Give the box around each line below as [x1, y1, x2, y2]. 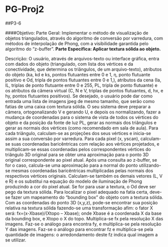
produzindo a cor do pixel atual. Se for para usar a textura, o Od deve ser [5, 183, 156, 189]
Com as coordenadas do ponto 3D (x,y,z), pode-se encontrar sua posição [5, 199, 158, 205]
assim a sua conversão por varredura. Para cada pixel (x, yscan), [5, 136, 139, 142]
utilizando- [138, 162, 161, 168]
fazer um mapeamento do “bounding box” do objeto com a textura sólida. [11, 194, 163, 200]
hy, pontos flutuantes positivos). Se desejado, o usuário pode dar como [5, 93, 153, 99]
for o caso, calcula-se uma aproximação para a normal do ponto [5, 162, 138, 168]
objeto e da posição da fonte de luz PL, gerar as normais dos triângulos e [5, 119, 157, 126]
